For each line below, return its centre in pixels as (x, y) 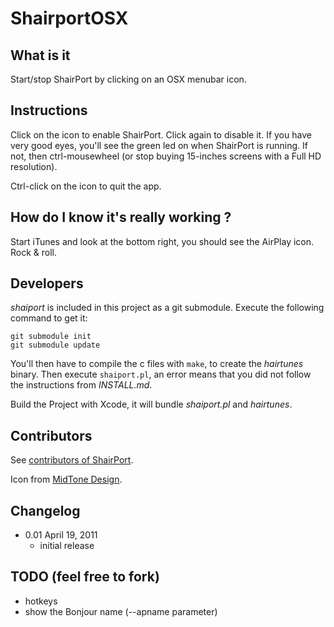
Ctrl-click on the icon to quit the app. (86, 186)
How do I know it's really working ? (121, 217)
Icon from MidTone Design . (66, 479)
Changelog (45, 510)
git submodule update (55, 345)
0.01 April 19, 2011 (61, 535)
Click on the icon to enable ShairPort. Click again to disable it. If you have (161, 134)
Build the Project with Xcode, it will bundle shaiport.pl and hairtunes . (151, 404)
